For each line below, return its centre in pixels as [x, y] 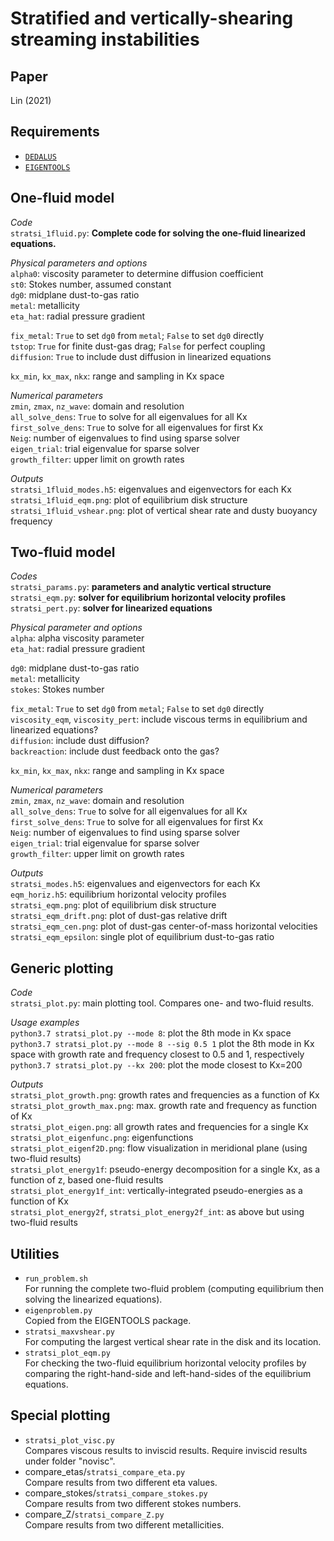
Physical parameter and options [76, 628]
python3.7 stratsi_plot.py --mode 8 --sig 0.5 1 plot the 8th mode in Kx [162, 1044]
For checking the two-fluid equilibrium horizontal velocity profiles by [165, 1363]
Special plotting [60, 1415]
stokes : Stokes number [57, 689]
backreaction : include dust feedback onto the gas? [115, 751]
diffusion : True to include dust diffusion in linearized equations [141, 356]
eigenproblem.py [58, 1311]
